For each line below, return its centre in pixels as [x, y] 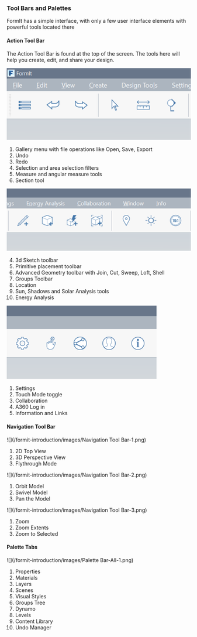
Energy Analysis [34, 297]
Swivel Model [31, 492]
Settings [25, 388]
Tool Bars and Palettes [39, 8]
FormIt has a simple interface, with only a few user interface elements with [96, 21]
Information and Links [41, 413]
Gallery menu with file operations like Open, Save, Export [84, 149]
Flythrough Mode [36, 463]
